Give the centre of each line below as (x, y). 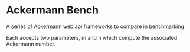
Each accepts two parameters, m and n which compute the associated (92, 37)
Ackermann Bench (53, 10)
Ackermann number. (31, 44)
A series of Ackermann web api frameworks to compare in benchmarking (95, 26)
